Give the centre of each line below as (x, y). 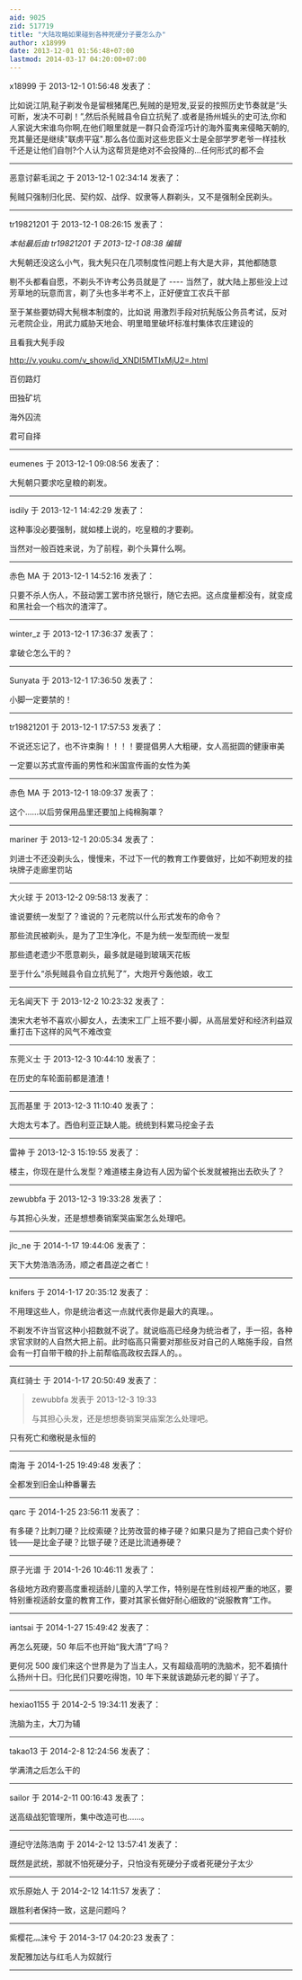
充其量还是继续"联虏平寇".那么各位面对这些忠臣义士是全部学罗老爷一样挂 (144, 139)
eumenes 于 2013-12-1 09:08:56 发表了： (86, 463)
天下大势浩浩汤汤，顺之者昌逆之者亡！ (80, 1265)
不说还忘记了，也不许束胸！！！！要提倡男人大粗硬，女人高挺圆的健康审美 (147, 746)
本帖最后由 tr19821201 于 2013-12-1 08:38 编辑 (95, 243)
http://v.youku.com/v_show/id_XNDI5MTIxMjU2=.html (109, 360)
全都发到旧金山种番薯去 (53, 1484)
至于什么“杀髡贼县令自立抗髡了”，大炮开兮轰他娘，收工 (111, 973)
